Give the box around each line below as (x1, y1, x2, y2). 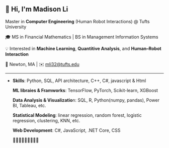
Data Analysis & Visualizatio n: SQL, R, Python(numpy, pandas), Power (12, 97, 160, 103)
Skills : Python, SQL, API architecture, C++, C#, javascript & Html (12, 78, 146, 84)
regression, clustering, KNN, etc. (12, 117, 80, 123)
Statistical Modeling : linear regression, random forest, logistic (12, 112, 142, 118)
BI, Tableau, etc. (12, 102, 46, 108)
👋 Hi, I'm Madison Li (5, 5, 68, 14)
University (5, 24, 27, 30)
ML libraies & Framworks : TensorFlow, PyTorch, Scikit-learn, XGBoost (12, 87, 158, 93)
